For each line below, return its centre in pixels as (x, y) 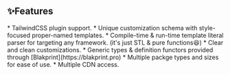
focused (19, 35)
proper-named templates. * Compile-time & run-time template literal (128, 35)
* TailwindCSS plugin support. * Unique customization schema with (102, 28)
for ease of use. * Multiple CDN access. (63, 64)
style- (207, 28)
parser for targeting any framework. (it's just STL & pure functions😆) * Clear (115, 42)
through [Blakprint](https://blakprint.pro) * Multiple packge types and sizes (113, 57)
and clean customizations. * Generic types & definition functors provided (110, 50)
